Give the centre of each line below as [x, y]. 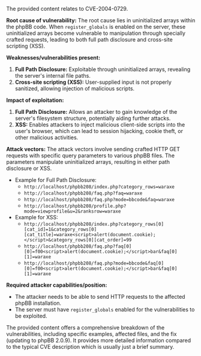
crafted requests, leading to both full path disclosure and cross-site [89, 39]
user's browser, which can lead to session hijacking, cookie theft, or [99, 131]
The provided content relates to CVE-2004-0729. [67, 9]
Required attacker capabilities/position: [57, 285]
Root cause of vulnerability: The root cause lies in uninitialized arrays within [101, 20]
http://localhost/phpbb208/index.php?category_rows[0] [94, 224]
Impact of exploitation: [35, 100]
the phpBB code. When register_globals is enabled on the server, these [96, 27]
